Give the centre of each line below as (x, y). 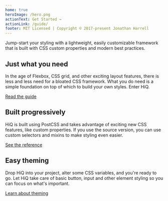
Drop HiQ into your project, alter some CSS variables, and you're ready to (81, 173)
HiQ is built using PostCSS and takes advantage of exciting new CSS (76, 124)
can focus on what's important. (37, 183)
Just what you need (37, 64)
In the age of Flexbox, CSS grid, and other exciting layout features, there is (82, 76)
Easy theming (27, 161)
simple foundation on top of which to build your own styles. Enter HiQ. (77, 86)
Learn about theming (27, 193)
